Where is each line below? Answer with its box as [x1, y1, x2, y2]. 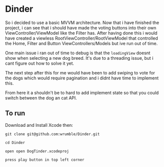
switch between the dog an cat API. [5, 95, 77, 101]
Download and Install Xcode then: [5, 122, 74, 128]
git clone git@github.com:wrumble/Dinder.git [5, 131, 100, 137]
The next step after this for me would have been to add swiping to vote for [5, 70, 156, 75]
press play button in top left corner [5, 157, 84, 162]
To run [5, 109, 26, 118]
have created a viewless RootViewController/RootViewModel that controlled [5, 35, 158, 41]
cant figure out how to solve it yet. [5, 60, 75, 66]
